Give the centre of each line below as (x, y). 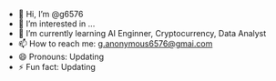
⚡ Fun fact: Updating (56, 67)
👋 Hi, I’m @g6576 (51, 14)
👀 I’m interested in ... (56, 24)
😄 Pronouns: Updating (61, 56)
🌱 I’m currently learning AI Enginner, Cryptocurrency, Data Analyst (142, 33)
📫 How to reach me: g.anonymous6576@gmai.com (115, 44)
